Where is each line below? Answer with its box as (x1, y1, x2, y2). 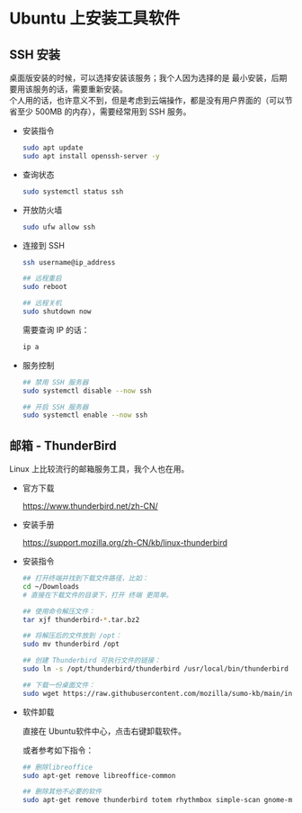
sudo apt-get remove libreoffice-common (22, 771, 176, 780)
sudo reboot (22, 283, 67, 292)
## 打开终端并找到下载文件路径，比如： (22, 574, 149, 583)
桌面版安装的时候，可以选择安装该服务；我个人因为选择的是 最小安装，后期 (9, 73, 288, 83)
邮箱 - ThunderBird (9, 438, 117, 453)
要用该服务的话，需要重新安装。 (9, 84, 128, 95)
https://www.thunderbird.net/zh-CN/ (22, 501, 159, 511)
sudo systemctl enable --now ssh (22, 411, 148, 420)
